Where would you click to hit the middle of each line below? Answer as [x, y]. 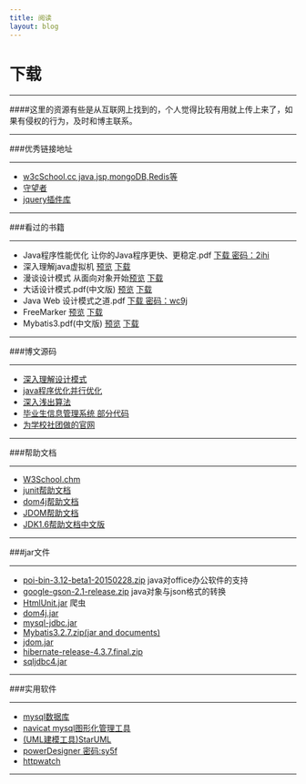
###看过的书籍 [37, 228]
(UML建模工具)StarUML [67, 739]
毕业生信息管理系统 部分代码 [76, 413]
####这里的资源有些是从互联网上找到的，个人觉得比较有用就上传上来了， [147, 109]
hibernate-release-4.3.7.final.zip [83, 652]
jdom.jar [38, 642]
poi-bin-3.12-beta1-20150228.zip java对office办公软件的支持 [135, 580]
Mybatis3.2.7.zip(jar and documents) [92, 633]
